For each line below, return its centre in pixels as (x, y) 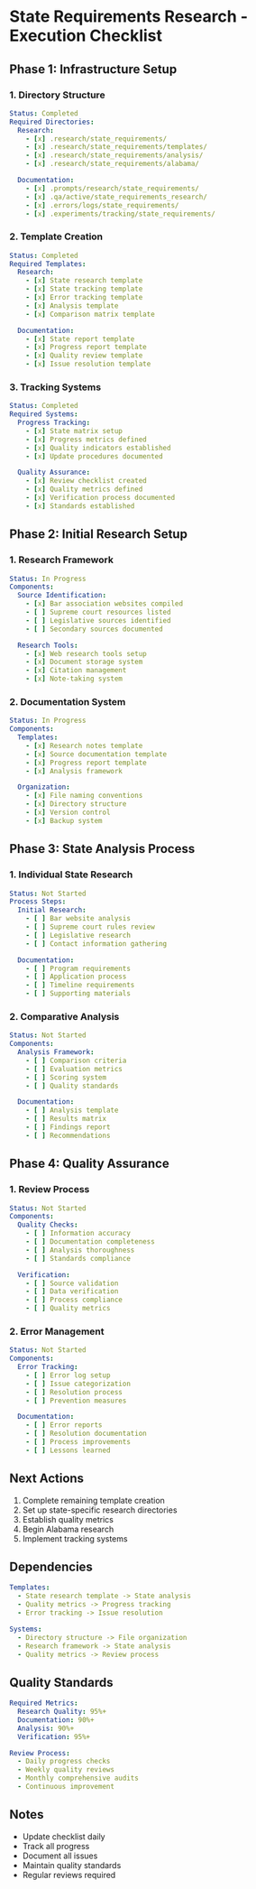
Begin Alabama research (68, 1529)
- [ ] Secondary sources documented (95, 629)
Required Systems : (44, 414)
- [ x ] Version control (68, 813)
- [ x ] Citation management (76, 671)
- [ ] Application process (76, 977)
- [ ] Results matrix (66, 1119)
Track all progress (56, 1846)
